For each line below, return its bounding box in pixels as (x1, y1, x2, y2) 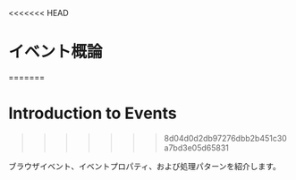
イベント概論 (8, 42, 104, 62)
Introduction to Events (8, 103, 177, 124)
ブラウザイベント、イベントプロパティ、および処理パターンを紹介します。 (8, 160, 281, 171)
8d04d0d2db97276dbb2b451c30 (164, 133, 287, 143)
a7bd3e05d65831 (164, 142, 230, 153)
